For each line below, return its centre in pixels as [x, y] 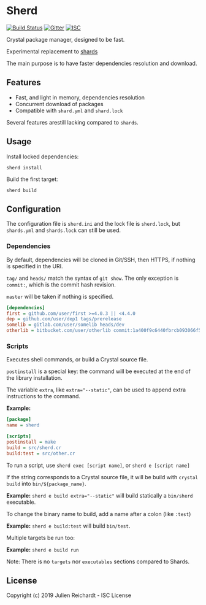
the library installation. [34, 378]
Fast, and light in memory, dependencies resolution [80, 97]
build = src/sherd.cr [34, 448]
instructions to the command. [44, 396]
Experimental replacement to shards [52, 51]
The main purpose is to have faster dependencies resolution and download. [102, 63]
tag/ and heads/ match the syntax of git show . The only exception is [93, 278]
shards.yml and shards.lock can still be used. [64, 230]
